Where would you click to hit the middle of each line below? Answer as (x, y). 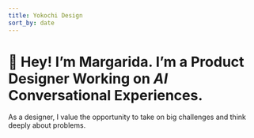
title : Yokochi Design (45, 15)
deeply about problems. (47, 125)
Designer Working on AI (88, 78)
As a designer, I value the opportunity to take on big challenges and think (127, 117)
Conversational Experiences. (106, 95)
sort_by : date (32, 23)
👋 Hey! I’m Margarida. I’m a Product (126, 62)
